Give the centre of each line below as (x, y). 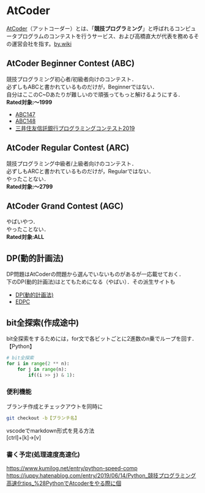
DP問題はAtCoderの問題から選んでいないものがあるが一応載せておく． (95, 274)
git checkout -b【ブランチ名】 (43, 418)
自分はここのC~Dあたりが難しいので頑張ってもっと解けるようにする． (95, 94)
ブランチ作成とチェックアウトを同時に (54, 406)
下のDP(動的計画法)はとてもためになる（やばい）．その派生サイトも (91, 282)
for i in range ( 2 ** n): (38, 363)
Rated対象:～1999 (29, 102)
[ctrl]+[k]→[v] (24, 437)
